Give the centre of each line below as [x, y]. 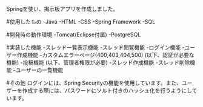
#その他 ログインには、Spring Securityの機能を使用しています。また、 [94, 83]
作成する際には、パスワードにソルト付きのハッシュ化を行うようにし [107, 90]
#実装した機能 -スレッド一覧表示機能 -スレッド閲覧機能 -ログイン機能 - [95, 47]
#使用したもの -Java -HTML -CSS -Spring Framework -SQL [81, 22]
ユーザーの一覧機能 [39, 70]
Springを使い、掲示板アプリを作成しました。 [62, 9]
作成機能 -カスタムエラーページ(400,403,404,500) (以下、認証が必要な [106, 55]
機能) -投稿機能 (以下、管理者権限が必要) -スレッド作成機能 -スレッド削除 [98, 63]
